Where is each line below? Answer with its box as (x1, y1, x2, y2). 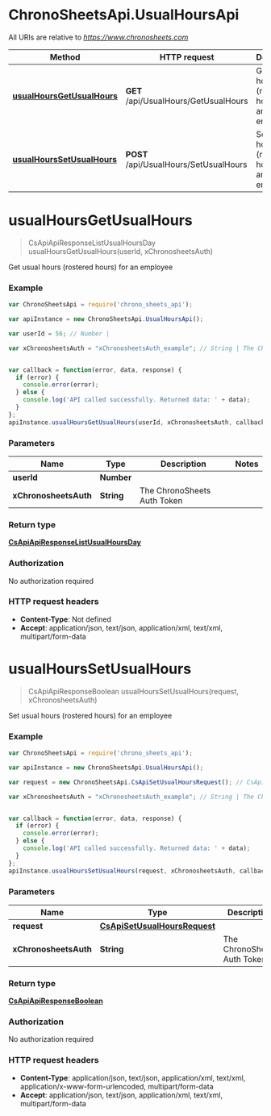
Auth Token (140, 494, 183, 506)
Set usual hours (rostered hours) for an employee (8, 710, 173, 720)
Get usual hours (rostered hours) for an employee (8, 262, 173, 272)
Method (49, 51, 81, 62)
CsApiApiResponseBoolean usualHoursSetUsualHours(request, (27, 686, 240, 696)
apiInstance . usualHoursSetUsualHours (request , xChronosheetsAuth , (8, 867, 236, 875)
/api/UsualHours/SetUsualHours (125, 159, 248, 170)
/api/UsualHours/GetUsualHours (125, 95, 248, 106)
